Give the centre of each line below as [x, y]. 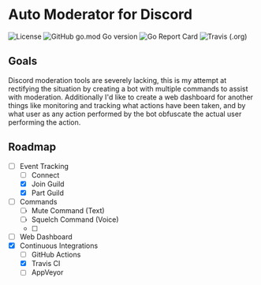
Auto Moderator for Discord [101, 15]
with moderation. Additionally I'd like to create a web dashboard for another [131, 97]
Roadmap [32, 147]
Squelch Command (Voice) [75, 219]
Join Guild [48, 184]
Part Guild [48, 193]
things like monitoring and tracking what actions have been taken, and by [127, 105]
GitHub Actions [56, 255]
